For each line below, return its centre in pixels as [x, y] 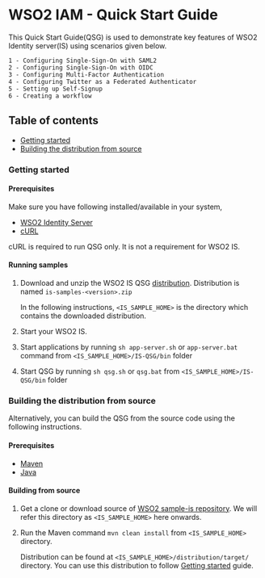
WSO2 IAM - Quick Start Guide [113, 15]
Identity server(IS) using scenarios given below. [88, 45]
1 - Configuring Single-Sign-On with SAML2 [83, 61]
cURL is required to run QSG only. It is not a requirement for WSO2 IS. [124, 246]
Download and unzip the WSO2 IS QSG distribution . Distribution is [130, 283]
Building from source [44, 491]
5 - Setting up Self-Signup [56, 89]
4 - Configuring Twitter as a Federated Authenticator [103, 82]
